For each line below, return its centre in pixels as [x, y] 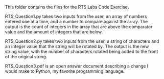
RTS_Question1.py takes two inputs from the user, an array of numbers [76, 16]
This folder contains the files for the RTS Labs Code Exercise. [67, 7]
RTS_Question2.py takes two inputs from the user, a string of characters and [82, 41]
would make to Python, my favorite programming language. [65, 71]
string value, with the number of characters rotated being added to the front [82, 51]
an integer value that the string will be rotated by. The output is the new [77, 46]
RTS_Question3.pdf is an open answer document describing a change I [77, 66]
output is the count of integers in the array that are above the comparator [79, 27]
